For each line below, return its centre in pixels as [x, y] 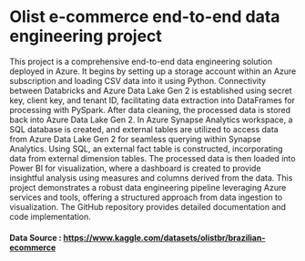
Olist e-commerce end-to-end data [145, 17]
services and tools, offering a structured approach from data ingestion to [146, 197]
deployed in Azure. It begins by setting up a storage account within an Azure [153, 71]
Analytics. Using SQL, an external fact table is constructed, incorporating [147, 149]
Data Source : [36, 237]
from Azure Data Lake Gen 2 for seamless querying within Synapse [135, 139]
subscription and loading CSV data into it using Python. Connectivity [138, 80]
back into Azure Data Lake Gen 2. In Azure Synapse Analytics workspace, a [151, 120]
